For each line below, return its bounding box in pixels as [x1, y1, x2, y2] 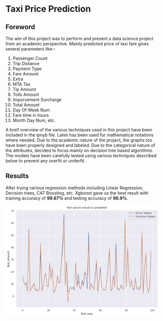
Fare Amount [12, 71, 39, 76]
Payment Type [12, 66, 42, 71]
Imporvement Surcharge [12, 97, 62, 103]
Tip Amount [12, 87, 36, 92]
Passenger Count [12, 55, 48, 61]
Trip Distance [12, 61, 40, 66]
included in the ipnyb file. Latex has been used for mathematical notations [5, 132, 154, 138]
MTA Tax [12, 81, 31, 87]
